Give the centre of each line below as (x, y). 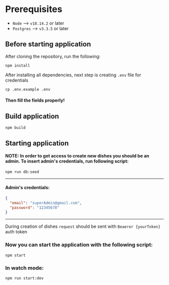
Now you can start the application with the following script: (79, 245)
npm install (18, 65)
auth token (16, 232)
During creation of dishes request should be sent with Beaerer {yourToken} (83, 226)
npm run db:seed (22, 172)
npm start (16, 255)
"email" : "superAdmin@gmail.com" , (46, 203)
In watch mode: (25, 268)
